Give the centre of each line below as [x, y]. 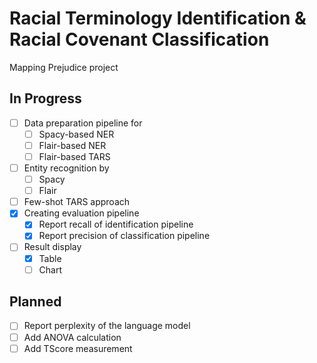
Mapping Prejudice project [64, 67]
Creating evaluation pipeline [81, 213]
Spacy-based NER [76, 134]
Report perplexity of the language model [107, 326]
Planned [35, 302]
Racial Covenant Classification [139, 39]
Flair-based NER [72, 145]
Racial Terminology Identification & [158, 18]
